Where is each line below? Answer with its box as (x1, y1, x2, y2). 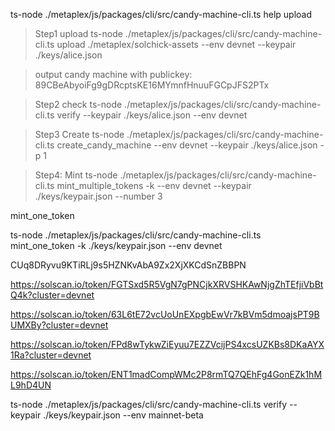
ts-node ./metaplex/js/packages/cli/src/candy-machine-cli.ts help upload (10, 9, 312, 20)
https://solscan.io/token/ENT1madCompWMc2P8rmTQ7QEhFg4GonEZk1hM (10, 369, 323, 380)
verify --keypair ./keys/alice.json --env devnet (56, 109, 248, 121)
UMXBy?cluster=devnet (10, 319, 109, 331)
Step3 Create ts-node (34, 129, 125, 140)
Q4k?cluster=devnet (10, 289, 95, 301)
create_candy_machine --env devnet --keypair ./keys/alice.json (56, 139, 318, 151)
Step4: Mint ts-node (34, 169, 118, 181)
